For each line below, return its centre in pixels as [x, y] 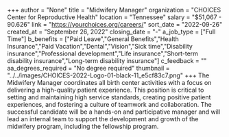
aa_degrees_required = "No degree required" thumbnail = [88, 68]
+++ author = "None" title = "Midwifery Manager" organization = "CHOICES [114, 10]
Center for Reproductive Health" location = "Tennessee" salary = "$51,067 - [114, 17]
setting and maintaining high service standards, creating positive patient [109, 97]
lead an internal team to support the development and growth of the [103, 119]
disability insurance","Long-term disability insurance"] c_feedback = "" [107, 61]
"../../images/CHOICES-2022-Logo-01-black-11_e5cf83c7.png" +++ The [108, 75]
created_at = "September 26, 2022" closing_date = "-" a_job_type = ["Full [111, 32]
